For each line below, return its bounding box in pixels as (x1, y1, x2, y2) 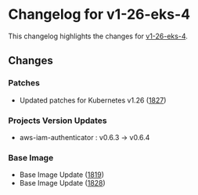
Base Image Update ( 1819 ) (19, 170, 104, 179)
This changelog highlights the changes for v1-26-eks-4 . (8, 31, 188, 41)
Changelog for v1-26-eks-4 (8, 5, 190, 23)
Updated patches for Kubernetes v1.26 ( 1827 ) (19, 96, 167, 105)
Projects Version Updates (8, 115, 107, 126)
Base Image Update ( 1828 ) (19, 179, 106, 188)
